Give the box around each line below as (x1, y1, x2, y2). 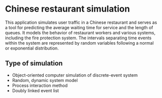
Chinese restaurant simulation (5, 3, 130, 15)
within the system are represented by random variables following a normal (5, 40, 154, 46)
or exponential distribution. (5, 45, 59, 51)
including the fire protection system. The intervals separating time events (5, 35, 152, 41)
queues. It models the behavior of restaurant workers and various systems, (5, 30, 156, 35)
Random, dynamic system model (12, 77, 78, 83)
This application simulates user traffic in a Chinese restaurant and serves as (5, 19, 157, 25)
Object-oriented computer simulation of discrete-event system (12, 72, 138, 78)
